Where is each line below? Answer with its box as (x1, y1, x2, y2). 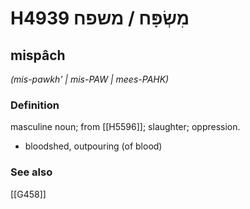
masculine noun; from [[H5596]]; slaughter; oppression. (10, 121, 241, 133)
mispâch (10, 47, 66, 64)
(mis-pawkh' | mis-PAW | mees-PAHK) (10, 73, 170, 85)
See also (10, 165, 53, 179)
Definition (10, 98, 60, 112)
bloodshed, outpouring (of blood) (24, 140, 163, 152)
